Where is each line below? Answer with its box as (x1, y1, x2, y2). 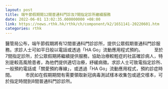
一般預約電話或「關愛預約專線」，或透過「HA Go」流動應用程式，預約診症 (5, 66, 158, 72)
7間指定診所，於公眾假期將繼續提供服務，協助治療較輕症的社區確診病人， (5, 53, 158, 59)
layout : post (5, 7, 33, 13)
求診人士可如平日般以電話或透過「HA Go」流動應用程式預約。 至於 (14, 47, 163, 53)
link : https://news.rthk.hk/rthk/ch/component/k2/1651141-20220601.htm (5, 21, 159, 27)
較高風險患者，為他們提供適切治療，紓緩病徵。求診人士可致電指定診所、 (14, 59, 165, 65)
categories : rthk (5, 26, 42, 31)
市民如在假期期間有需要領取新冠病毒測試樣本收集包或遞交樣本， (25, 72, 158, 78)
